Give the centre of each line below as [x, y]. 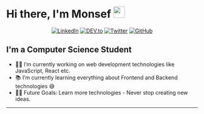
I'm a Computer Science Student [69, 50]
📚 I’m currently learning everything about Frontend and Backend [96, 77]
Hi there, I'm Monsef [59, 14]
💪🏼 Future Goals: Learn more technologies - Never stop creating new [101, 92]
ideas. [23, 99]
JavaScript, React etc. [43, 71]
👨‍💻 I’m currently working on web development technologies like [95, 64]
